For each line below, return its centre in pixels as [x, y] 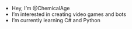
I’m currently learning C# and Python [56, 20]
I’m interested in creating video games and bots [69, 14]
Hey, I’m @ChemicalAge [41, 8]
